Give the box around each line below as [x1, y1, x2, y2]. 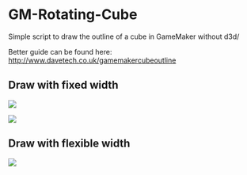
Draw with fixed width [8, 78, 119, 92]
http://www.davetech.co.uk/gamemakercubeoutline [8, 55, 177, 65]
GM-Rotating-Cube [8, 6, 138, 24]
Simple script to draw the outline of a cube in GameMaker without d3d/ [8, 32, 240, 41]
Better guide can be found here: [8, 47, 112, 56]
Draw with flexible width [8, 137, 131, 150]
